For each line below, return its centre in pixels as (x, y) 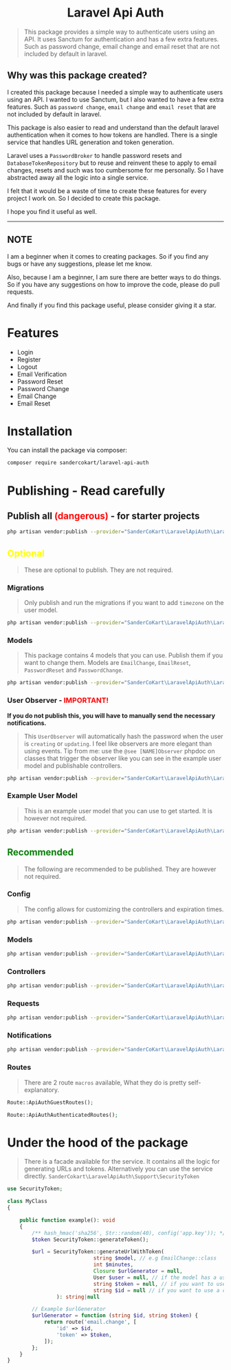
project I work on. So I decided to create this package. (84, 198)
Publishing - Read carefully (86, 490)
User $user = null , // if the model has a (155, 1278)
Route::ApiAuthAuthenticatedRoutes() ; (63, 1115)
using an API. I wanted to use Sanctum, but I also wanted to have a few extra (115, 99)
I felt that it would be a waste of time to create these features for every (107, 190)
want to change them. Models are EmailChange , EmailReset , (107, 663)
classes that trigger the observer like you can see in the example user (123, 758)
